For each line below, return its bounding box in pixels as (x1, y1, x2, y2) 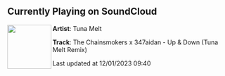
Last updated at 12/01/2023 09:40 (52, 59, 151, 68)
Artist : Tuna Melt (52, 24, 102, 32)
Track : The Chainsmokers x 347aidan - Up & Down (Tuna (52, 38, 219, 46)
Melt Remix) (52, 45, 88, 53)
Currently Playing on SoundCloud (7, 6, 157, 18)
